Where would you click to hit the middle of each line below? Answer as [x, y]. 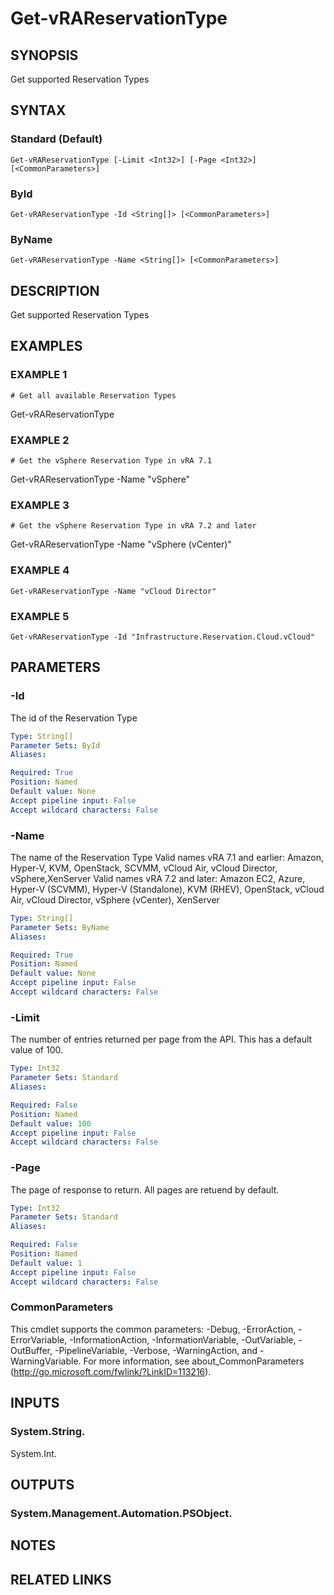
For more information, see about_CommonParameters [194, 1361]
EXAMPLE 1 [39, 375]
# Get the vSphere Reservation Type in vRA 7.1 [111, 461]
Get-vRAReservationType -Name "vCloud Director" [113, 591]
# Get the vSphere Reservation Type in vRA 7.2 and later [133, 526]
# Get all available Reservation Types [93, 395]
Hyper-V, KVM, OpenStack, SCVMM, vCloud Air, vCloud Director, [144, 868]
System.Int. [33, 1453]
